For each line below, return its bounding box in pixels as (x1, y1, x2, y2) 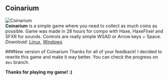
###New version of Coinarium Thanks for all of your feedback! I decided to (5, 48, 162, 54)
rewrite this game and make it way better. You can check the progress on (5, 54, 158, 60)
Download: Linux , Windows (5, 39, 62, 45)
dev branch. (5, 59, 29, 65)
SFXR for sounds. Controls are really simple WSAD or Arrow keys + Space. (5, 33, 161, 39)
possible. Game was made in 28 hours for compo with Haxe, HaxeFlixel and (5, 28, 163, 34)
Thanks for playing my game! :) (5, 69, 73, 75)
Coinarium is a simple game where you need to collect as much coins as (5, 23, 157, 29)
